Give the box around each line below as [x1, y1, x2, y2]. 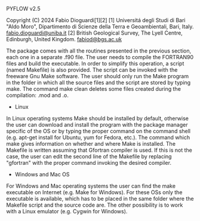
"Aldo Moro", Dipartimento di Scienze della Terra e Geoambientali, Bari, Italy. [6, 23, 194, 30]
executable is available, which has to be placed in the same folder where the [6, 195, 194, 202]
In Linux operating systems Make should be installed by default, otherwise [6, 115, 189, 122]
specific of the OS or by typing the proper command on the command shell [6, 128, 191, 134]
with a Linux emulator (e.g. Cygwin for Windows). [6, 208, 128, 214]
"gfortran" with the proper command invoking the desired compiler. [6, 159, 172, 166]
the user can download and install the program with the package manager [6, 121, 188, 128]
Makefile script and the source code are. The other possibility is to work [6, 201, 183, 208]
